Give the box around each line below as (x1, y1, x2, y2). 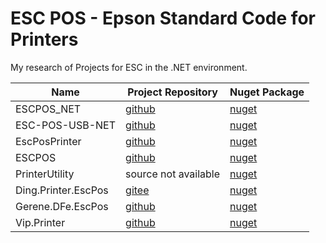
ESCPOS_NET (15, 102, 82, 116)
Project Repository (127, 85, 218, 99)
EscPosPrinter (15, 134, 82, 148)
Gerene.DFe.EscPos (15, 199, 109, 213)
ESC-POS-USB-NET (15, 118, 117, 132)
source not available (125, 167, 221, 181)
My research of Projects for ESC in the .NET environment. (10, 61, 248, 73)
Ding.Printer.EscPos (15, 183, 109, 197)
